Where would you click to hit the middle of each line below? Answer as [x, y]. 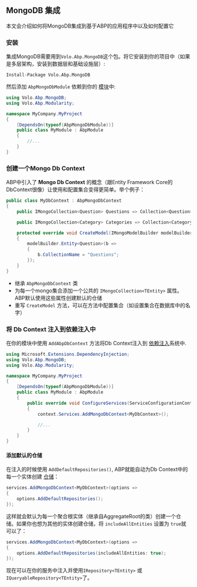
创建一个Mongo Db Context [45, 168]
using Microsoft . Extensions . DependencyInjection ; [68, 354]
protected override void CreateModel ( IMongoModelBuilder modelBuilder [105, 233]
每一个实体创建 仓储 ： [33, 477]
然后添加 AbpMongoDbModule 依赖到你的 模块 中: [61, 86]
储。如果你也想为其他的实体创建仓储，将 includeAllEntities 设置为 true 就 [96, 523]
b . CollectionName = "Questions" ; [78, 255]
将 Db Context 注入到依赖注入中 [51, 329]
